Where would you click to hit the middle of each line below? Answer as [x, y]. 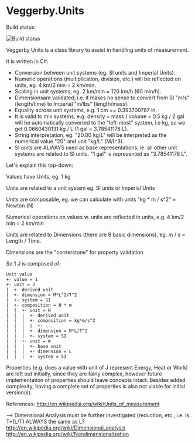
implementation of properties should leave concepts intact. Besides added [96, 380]
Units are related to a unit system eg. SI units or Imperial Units [81, 188]
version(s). [19, 392]
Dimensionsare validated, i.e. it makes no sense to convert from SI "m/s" [102, 98]
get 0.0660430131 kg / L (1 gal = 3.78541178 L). [71, 129]
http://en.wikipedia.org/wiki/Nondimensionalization [68, 434]
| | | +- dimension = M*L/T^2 [47, 331]
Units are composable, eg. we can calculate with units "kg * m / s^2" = [91, 199]
